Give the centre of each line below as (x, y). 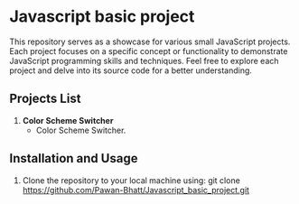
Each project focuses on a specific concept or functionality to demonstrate (149, 51)
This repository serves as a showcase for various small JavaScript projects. (150, 42)
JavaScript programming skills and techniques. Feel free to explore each (144, 60)
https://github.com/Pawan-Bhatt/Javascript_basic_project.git (136, 190)
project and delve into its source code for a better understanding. (131, 70)
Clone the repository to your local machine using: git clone (131, 180)
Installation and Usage (74, 158)
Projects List (45, 99)
